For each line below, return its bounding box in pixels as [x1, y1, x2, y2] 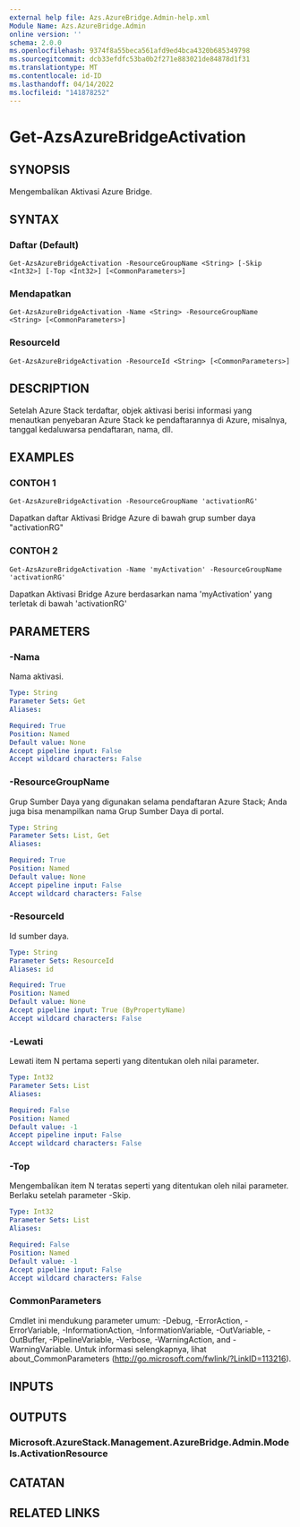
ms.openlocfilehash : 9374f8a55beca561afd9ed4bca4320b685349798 [9, 47, 251, 56]
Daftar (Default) [9, 238, 79, 251]
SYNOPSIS [9, 162, 71, 177]
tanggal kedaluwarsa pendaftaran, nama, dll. [9, 424, 174, 434]
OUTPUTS [9, 1410, 67, 1425]
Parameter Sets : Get [9, 697, 87, 706]
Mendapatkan [9, 287, 72, 300]
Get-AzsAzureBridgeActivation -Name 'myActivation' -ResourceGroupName [9, 565, 282, 574]
